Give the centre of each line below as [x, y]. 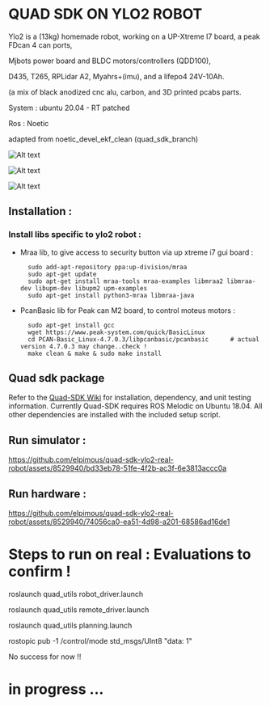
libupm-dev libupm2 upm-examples [91, 288]
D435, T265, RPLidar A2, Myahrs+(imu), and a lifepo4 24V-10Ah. [116, 76]
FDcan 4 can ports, [40, 44]
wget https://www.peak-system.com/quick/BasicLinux [116, 332]
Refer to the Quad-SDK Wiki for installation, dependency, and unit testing [130, 398]
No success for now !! [45, 657]
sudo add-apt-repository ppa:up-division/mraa [108, 267]
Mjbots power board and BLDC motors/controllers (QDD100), [110, 61]
